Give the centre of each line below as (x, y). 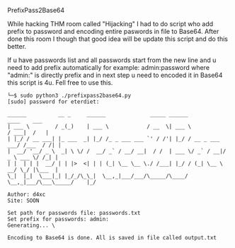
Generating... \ (31, 225)
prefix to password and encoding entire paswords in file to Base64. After (113, 31)
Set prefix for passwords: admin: (58, 219)
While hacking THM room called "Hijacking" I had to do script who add (110, 24)
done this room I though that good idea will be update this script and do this (118, 39)
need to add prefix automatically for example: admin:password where (109, 67)
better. (17, 46)
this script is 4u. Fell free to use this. (60, 83)
